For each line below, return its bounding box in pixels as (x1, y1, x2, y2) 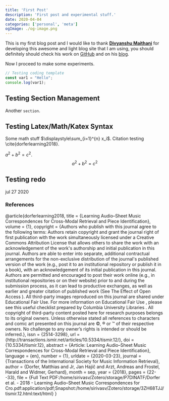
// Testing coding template (5, 70, 65, 76)
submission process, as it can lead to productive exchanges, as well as (5, 282, 153, 289)
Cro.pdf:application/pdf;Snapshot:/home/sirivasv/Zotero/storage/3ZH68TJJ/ (5, 385, 164, 391)
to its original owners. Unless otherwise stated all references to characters (5, 315, 160, 321)
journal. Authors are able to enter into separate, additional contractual (5, 250, 150, 257)
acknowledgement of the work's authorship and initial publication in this (5, 245, 155, 251)
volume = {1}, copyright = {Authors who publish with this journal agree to (5, 224, 157, 230)
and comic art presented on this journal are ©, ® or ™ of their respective (5, 320, 154, 326)
